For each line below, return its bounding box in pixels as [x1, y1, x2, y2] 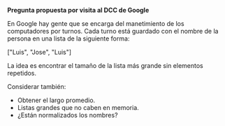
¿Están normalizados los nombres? [17, 111, 118, 119]
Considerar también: [7, 83, 66, 90]
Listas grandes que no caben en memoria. [17, 104, 140, 111]
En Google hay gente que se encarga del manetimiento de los [7, 20, 184, 27]
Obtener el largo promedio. [17, 96, 96, 104]
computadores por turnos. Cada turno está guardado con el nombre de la [7, 27, 219, 35]
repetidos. [7, 69, 37, 77]
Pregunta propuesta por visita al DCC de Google [7, 6, 150, 14]
